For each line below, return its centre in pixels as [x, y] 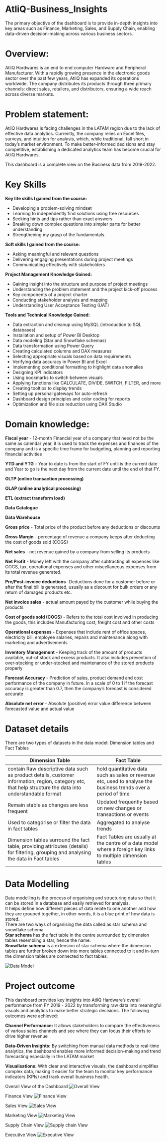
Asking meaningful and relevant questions [55, 254]
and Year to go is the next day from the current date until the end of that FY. [83, 469]
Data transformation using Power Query [53, 346]
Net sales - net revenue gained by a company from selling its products [78, 552]
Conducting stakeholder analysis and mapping [60, 300]
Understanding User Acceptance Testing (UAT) [61, 305]
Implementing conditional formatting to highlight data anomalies [78, 367]
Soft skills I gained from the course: [43, 244]
